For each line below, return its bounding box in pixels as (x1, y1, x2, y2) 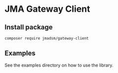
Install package (4, 23, 53, 31)
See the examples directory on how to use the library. (4, 62, 114, 68)
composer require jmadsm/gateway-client (4, 36, 89, 41)
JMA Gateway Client (4, 3, 90, 15)
